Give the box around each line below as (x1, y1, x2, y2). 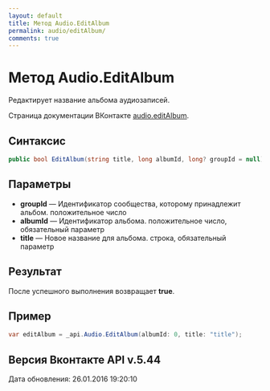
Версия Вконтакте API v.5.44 (8, 352, 162, 366)
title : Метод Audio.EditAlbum (8, 19, 110, 27)
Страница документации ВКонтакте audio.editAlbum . (8, 111, 190, 120)
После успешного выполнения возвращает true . (8, 286, 175, 295)
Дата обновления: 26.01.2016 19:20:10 (8, 374, 138, 384)
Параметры (8, 177, 72, 191)
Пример (8, 309, 51, 323)
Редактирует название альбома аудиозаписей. (8, 96, 170, 105)
